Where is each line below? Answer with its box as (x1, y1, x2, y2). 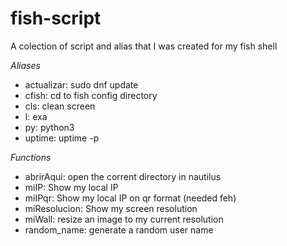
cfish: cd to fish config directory (24, 89, 158, 101)
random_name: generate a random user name (24, 223, 214, 236)
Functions (10, 151, 52, 163)
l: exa (24, 110, 48, 122)
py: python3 (24, 121, 75, 133)
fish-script (10, 7, 102, 30)
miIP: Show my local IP (24, 181, 119, 193)
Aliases (10, 59, 41, 71)
